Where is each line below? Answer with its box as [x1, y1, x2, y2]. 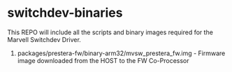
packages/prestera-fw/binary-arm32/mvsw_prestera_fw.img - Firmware [17, 49, 226, 57]
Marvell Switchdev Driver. [7, 35, 82, 43]
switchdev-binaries [7, 5, 123, 21]
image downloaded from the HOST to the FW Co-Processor [17, 56, 190, 64]
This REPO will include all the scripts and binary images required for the [7, 28, 213, 36]
